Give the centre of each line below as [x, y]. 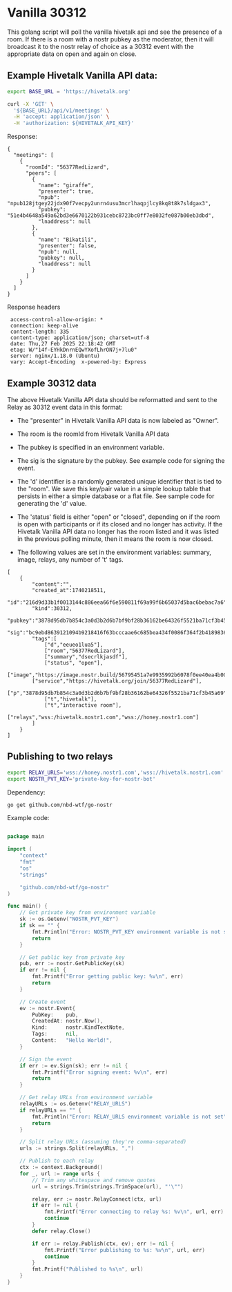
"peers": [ [41, 173]
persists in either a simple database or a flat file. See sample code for [116, 496]
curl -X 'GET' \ [30, 104]
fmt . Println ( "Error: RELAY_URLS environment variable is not [122, 1117]
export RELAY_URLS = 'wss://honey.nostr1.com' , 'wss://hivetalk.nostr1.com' [116, 772]
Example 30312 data [52, 383]
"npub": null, [58, 252]
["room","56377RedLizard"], [85, 651]
